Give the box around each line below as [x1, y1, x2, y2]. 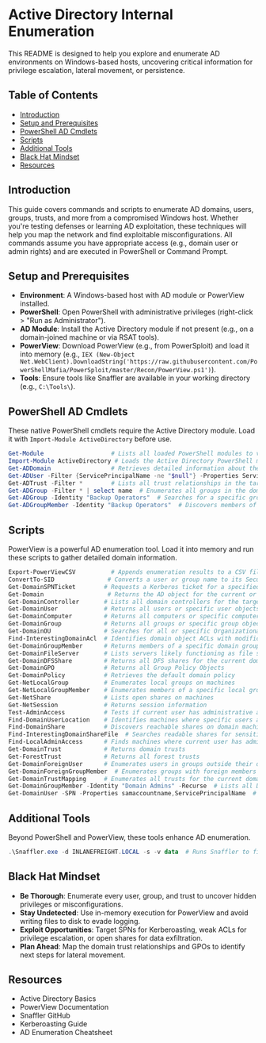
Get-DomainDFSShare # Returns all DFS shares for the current [8, 656, 246, 664]
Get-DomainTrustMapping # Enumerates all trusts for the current [8, 775, 243, 783]
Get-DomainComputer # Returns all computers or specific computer [8, 613, 260, 621]
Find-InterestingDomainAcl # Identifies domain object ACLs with [8, 634, 232, 642]
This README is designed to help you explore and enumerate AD [8, 48, 220, 58]
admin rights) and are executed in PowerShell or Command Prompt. [8, 246, 228, 256]
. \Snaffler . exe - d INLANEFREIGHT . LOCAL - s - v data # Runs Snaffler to [8, 848, 249, 856]
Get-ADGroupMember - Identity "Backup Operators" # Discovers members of [8, 502, 257, 510]
